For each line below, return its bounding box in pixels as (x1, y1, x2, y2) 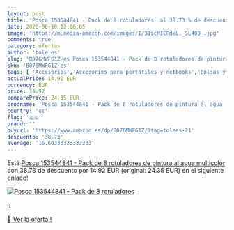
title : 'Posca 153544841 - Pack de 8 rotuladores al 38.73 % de (7, 17, 201, 24)
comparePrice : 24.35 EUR (7, 95, 79, 102)
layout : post (7, 10, 45, 17)
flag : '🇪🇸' (7, 114, 42, 121)
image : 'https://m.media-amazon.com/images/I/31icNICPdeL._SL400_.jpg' (7, 29, 219, 37)
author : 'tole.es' (7, 49, 61, 56)
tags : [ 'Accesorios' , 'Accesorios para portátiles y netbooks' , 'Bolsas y (7, 68, 226, 75)
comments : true (7, 36, 52, 43)
